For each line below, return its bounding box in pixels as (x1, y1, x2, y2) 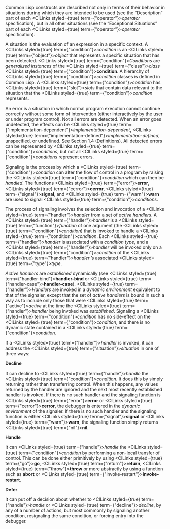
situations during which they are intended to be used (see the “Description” (5, 10, 163, 16)
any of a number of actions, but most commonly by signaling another (5, 507, 150, 513)
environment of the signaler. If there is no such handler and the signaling (5, 408, 157, 414)
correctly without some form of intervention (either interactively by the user (5, 111, 163, 117)
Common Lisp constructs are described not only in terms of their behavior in (5, 5, 165, 10)
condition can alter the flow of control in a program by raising (35, 169, 164, 175)
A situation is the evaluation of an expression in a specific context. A (5, 41, 148, 47)
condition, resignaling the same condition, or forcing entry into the (5, 513, 144, 519)
